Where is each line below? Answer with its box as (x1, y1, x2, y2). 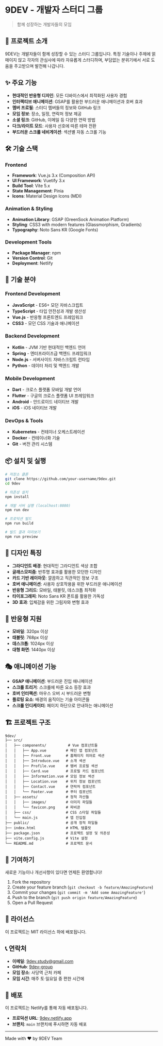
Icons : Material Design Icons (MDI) (12, 193, 82, 199)
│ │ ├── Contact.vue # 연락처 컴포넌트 (5, 784, 96, 789)
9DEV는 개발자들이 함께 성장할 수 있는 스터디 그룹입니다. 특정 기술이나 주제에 (5, 51, 151, 56)
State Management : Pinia (12, 188, 64, 194)
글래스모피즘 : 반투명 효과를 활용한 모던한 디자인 (12, 569, 102, 575)
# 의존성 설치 (5, 489, 29, 495)
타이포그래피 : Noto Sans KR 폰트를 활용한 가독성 (12, 593, 105, 599)
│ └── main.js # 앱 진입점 (5, 815, 86, 820)
